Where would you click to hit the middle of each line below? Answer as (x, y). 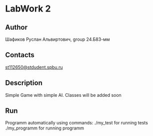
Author (16, 27)
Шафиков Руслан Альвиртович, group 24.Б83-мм (57, 39)
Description (24, 83)
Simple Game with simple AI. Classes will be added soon (63, 95)
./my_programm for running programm (44, 128)
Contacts (20, 55)
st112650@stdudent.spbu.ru (34, 67)
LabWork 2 (28, 9)
